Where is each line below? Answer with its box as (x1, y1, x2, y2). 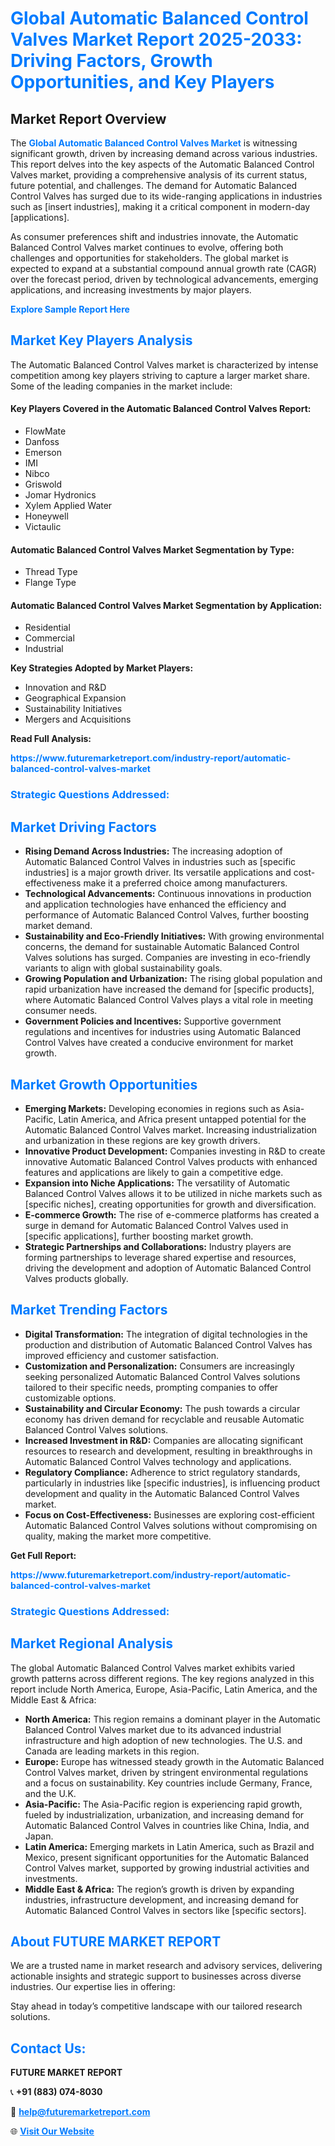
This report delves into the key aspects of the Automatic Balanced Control (10, 158, 315, 170)
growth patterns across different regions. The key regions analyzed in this (10, 1672, 315, 1684)
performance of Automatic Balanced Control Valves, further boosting (24, 909, 310, 921)
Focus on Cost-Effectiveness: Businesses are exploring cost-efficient (24, 1508, 315, 1521)
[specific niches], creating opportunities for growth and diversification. (24, 1198, 317, 1210)
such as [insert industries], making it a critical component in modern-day (10, 201, 311, 212)
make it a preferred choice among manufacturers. (83, 877, 288, 889)
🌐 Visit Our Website (10, 2125, 95, 2137)
